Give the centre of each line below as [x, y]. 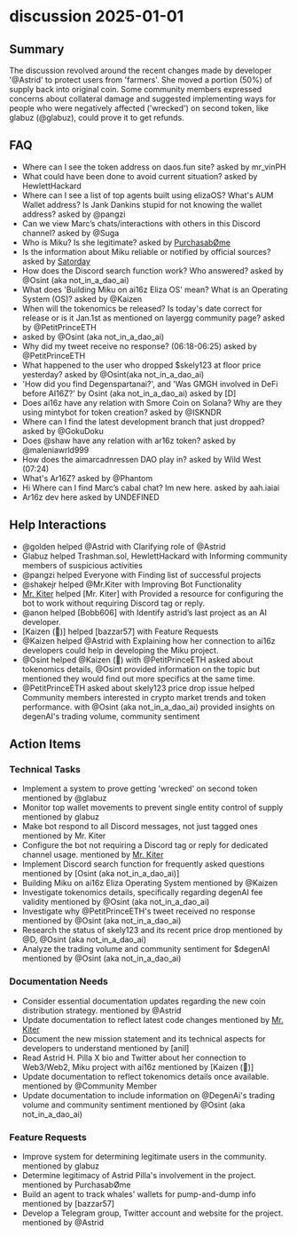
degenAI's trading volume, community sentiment [111, 716]
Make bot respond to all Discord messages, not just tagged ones [140, 827]
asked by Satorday [56, 261]
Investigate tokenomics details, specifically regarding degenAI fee [142, 892]
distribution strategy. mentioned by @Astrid [102, 1010]
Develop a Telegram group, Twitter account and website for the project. [152, 1213]
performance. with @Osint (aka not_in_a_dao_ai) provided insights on [148, 707]
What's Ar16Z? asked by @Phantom [87, 478]
